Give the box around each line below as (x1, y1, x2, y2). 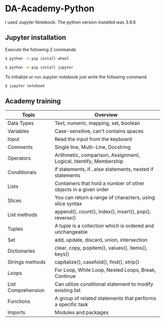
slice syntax (55, 200, 82, 207)
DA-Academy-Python (5, 3, 95, 14)
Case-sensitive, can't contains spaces (55, 128, 144, 135)
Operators (7, 155, 31, 162)
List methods (7, 211, 38, 218)
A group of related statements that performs (55, 295, 156, 302)
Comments (7, 144, 33, 150)
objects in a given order (55, 186, 109, 193)
